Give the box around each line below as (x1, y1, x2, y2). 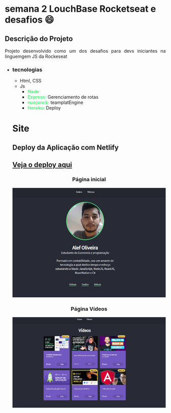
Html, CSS (19, 78, 42, 84)
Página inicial (72, 176, 106, 183)
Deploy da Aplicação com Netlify (12, 143, 119, 151)
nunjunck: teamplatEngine (27, 99, 84, 105)
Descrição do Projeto (5, 34, 73, 43)
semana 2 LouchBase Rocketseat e (5, 3, 156, 15)
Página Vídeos (70, 305, 108, 312)
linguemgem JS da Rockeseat (5, 53, 67, 59)
